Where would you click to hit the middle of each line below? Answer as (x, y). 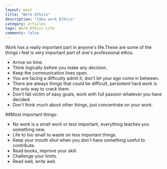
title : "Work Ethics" (28, 14)
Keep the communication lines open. (50, 73)
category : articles (26, 24)
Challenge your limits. (35, 156)
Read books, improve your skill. (45, 151)
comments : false (22, 33)
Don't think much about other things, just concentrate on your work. (82, 105)
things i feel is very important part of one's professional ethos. (69, 52)
